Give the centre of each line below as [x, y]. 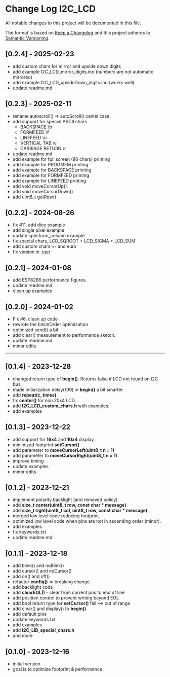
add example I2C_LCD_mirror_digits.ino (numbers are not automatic [83, 72]
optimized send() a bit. [36, 330]
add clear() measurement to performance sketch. [64, 335]
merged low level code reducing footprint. [56, 516]
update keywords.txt [34, 620]
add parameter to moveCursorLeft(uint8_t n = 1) [63, 450]
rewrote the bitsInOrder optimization [50, 324]
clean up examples [32, 291]
